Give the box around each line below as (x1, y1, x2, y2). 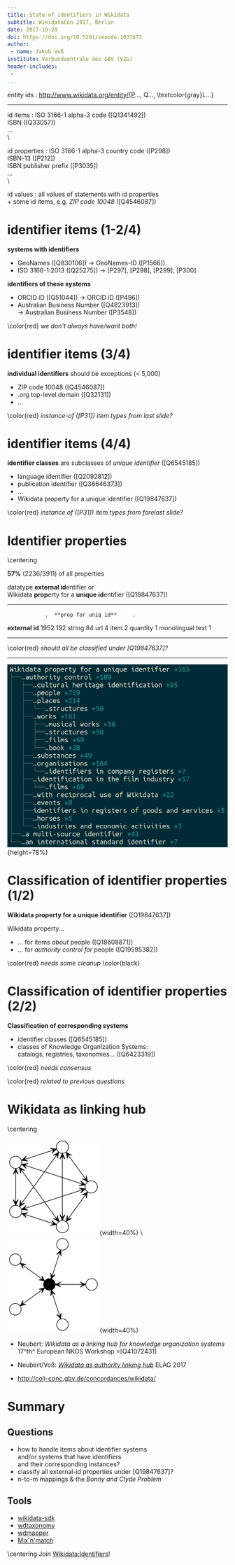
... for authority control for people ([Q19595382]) (17, 945, 159, 954)
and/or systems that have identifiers (17, 1452, 122, 1461)
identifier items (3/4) (7, 346, 131, 362)
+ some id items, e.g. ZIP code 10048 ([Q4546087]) (7, 197, 157, 206)
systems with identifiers (7, 245, 80, 253)
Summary (7, 1399, 65, 1414)
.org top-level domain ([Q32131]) (17, 390, 112, 398)
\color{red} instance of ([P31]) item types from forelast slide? (7, 508, 183, 517)
